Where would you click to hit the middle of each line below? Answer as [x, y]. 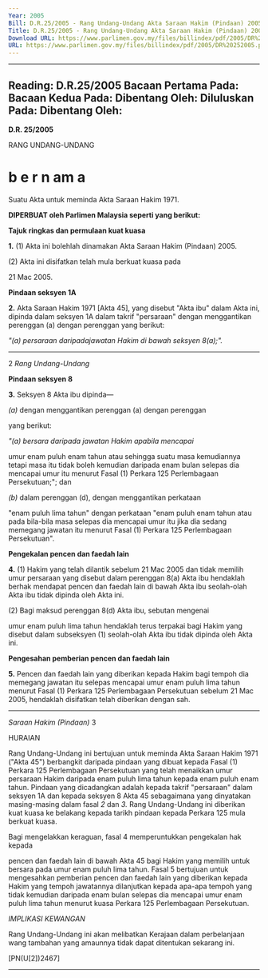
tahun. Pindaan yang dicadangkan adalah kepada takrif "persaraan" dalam [130, 787]
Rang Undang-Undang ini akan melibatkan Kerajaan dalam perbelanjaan [126, 934]
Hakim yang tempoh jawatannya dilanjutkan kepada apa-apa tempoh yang [130, 886]
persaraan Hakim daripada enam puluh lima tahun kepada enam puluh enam [134, 778]
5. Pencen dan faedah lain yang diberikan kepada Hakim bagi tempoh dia [128, 673]
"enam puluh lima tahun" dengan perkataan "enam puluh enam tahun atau [130, 513]
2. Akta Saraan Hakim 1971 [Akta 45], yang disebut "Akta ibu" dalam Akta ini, [134, 308]
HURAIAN [24, 737]
